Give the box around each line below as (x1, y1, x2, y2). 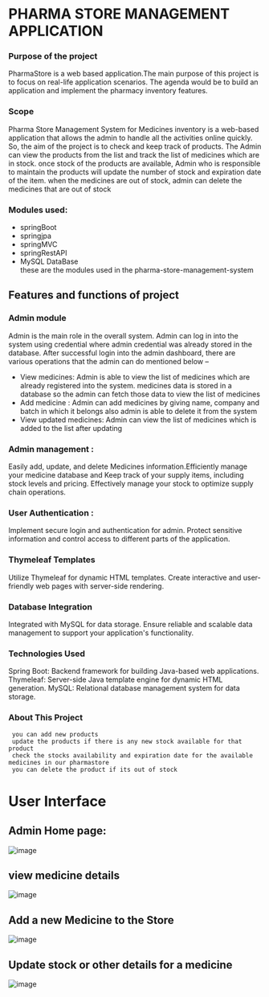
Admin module (8, 313, 67, 324)
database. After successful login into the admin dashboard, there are (8, 347, 236, 358)
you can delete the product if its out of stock (11, 765, 178, 773)
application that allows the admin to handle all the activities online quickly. (8, 133, 253, 142)
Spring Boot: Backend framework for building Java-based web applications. (8, 667, 259, 676)
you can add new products (11, 730, 99, 738)
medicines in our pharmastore (8, 758, 110, 766)
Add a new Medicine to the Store (8, 913, 174, 927)
